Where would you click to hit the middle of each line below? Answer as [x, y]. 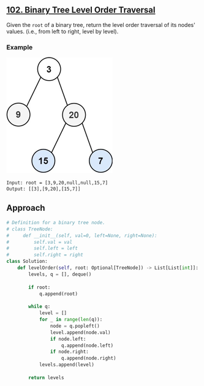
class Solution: [27, 262]
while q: [40, 307]
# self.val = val [39, 242]
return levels [46, 377]
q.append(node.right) [89, 358]
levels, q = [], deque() [60, 274]
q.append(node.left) [87, 346]
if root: [40, 287]
